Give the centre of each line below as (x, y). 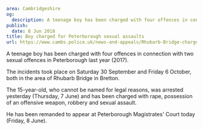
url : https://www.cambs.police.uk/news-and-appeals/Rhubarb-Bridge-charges (104, 42)
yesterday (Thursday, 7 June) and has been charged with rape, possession (99, 96)
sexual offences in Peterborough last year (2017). (67, 60)
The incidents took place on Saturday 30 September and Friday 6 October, (99, 72)
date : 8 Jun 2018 (34, 31)
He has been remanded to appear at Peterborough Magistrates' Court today (101, 114)
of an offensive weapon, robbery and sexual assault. (72, 103)
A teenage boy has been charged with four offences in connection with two (100, 54)
